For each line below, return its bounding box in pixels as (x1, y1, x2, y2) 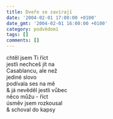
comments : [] (6, 37, 40, 43)
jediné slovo (6, 74, 37, 81)
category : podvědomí (6, 26, 59, 32)
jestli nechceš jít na (6, 60, 55, 68)
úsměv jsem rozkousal (6, 99, 63, 107)
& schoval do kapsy (6, 106, 56, 113)
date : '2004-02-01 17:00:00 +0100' (6, 15, 97, 21)
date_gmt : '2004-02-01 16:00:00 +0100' (6, 20, 108, 26)
